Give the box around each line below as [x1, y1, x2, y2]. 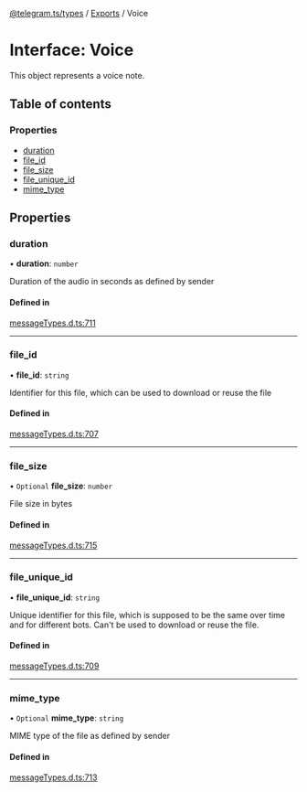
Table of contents [9, 96, 111, 112]
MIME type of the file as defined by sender [9, 731, 171, 742]
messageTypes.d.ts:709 [9, 660, 100, 671]
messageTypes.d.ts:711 [9, 317, 96, 328]
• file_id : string [9, 369, 69, 380]
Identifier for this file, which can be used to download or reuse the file [9, 387, 272, 398]
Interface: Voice [9, 40, 134, 60]
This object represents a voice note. [9, 70, 145, 80]
